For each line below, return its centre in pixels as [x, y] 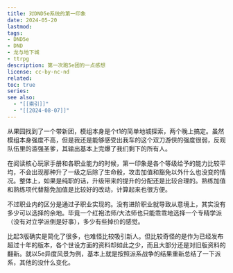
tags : [15, 33]
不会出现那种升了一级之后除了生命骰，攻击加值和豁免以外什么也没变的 [119, 172]
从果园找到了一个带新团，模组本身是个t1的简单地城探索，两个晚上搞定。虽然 [116, 131]
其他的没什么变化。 [46, 262]
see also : [21, 98]
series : [18, 91]
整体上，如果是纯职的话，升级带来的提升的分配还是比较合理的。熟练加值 [122, 181]
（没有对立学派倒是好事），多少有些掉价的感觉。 [76, 221]
